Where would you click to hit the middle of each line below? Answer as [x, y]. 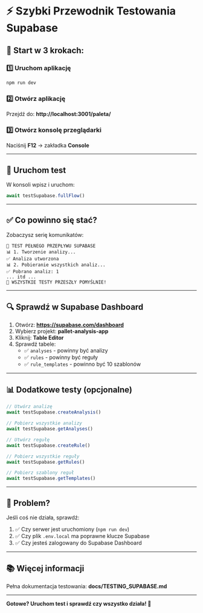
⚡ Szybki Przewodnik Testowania [91, 11]
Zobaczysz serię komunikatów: [45, 235]
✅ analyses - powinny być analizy [66, 350]
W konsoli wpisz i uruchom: [40, 185]
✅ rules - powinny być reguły [61, 357]
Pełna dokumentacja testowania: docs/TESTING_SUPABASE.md [87, 586]
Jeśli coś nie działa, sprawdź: [43, 517]
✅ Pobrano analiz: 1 [33, 271]
